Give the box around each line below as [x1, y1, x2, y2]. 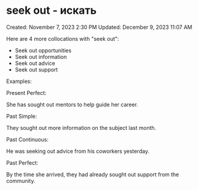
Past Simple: [6, 112, 37, 120]
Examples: [6, 78, 32, 85]
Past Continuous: [6, 136, 49, 143]
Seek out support [14, 66, 58, 73]
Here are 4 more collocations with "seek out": [6, 35, 119, 42]
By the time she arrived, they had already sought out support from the [6, 171, 179, 178]
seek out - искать [6, 4, 97, 17]
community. [6, 177, 35, 184]
